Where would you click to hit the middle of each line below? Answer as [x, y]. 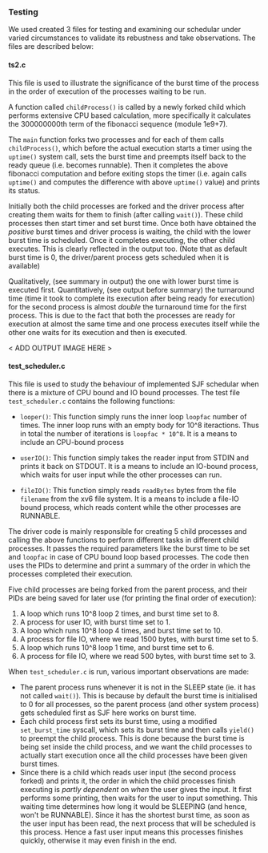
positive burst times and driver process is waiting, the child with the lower [130, 232]
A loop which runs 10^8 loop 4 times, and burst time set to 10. [121, 630]
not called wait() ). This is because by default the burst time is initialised [138, 695]
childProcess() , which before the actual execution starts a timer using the [130, 148]
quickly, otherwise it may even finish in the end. [98, 840]
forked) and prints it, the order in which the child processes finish [128, 781]
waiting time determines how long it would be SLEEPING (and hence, [133, 806]
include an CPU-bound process [72, 442]
